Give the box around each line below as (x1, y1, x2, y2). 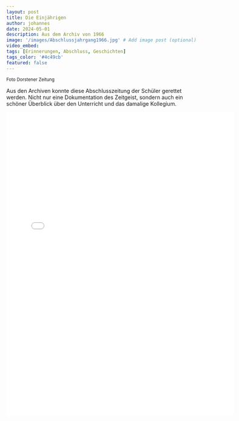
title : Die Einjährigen (6, 15, 67, 21)
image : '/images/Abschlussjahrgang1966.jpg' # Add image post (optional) (6, 37, 197, 43)
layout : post (6, 9, 39, 15)
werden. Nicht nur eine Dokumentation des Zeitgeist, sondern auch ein (6, 94, 183, 101)
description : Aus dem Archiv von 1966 (6, 32, 104, 38)
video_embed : (6, 43, 39, 49)
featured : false (6, 60, 47, 66)
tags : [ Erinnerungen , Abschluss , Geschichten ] (6, 49, 126, 55)
